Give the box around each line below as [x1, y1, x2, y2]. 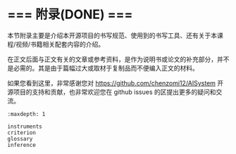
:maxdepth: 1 [7, 110, 46, 117]
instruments [7, 123, 42, 130]
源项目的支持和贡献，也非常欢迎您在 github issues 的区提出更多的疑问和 [7, 88, 216, 96]
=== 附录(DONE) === [7, 6, 133, 23]
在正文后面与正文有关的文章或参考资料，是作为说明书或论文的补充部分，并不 [7, 54, 230, 64]
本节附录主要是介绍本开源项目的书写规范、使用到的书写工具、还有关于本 [7, 31, 217, 40]
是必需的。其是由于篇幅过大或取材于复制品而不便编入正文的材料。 [7, 64, 199, 72]
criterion [7, 129, 37, 136]
